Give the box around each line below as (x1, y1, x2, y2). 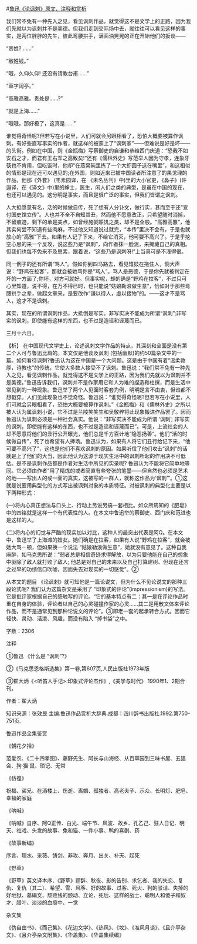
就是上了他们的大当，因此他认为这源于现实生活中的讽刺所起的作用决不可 (6, 453, 181, 459)
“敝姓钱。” (6, 58, 29, 64)
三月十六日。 (6, 330, 37, 337)
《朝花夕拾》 (6, 742, 37, 749)
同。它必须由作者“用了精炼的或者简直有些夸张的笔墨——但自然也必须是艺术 (6, 467, 189, 474)
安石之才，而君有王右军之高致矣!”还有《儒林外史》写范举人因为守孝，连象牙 (6, 155, 190, 161)
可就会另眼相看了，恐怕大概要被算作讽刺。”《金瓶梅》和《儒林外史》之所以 (11, 401, 191, 408)
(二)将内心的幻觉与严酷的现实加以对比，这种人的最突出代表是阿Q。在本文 (6, 529, 184, 536)
